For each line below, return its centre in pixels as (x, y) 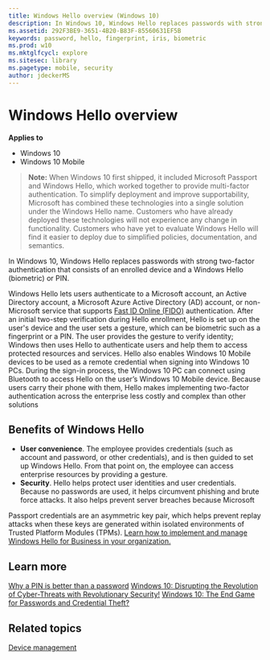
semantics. (46, 245)
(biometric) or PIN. (39, 278)
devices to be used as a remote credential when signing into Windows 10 (129, 361)
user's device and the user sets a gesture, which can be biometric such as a (135, 328)
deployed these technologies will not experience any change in (132, 220)
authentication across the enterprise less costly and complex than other (127, 396)
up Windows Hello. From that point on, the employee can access (127, 466)
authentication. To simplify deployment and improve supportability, (139, 194)
